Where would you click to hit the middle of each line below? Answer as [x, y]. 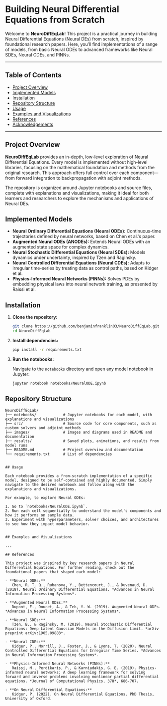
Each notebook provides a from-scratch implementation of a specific [79, 476]
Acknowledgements [33, 124]
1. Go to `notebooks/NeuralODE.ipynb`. [46, 506]
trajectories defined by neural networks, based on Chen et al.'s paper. [84, 236]
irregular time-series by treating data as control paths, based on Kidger [85, 268]
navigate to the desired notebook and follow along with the [70, 484]
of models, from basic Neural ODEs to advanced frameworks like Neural [79, 49]
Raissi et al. [24, 289]
